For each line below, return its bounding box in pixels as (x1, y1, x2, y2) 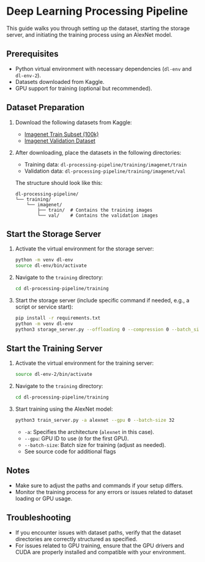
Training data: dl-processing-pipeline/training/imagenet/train (24, 160, 187, 168)
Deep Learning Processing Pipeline (6, 4, 188, 18)
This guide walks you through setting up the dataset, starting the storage (6, 24, 190, 32)
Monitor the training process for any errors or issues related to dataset (15, 488, 193, 495)
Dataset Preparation (6, 102, 84, 113)
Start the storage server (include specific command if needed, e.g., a (15, 297, 190, 304)
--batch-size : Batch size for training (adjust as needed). (24, 441, 166, 449)
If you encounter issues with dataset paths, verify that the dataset (15, 528, 182, 536)
